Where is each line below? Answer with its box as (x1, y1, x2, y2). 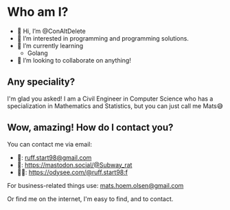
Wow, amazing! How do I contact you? (7, 122, 174, 134)
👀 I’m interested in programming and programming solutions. (16, 34, 189, 42)
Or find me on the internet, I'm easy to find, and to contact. (7, 194, 174, 203)
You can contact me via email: (7, 140, 93, 148)
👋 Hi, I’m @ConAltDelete (16, 27, 86, 35)
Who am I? (7, 4, 69, 20)
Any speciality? (7, 76, 76, 88)
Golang (27, 49, 48, 57)
